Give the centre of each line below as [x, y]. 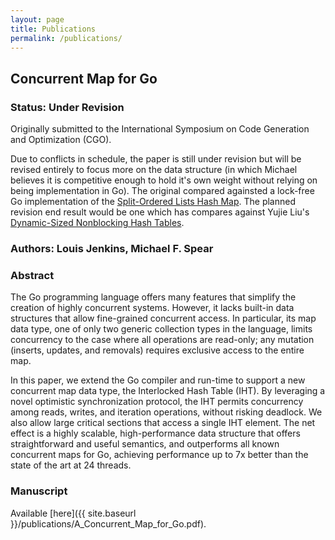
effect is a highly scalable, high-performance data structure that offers [155, 433]
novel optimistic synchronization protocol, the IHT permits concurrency [157, 402]
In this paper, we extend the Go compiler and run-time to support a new [158, 380]
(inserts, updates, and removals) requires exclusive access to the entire [157, 350]
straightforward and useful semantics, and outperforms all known [145, 444]
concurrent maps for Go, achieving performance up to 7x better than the [159, 455]
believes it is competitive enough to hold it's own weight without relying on [164, 180]
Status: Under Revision [67, 107]
